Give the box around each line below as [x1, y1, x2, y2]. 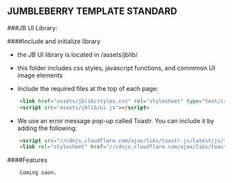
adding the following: [17, 124, 77, 132]
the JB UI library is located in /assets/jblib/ [17, 50, 138, 58]
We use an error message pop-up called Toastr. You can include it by [17, 116, 215, 125]
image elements [17, 71, 64, 79]
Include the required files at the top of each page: [17, 84, 159, 92]
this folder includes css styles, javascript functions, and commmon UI [17, 63, 215, 72]
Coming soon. [19, 169, 57, 176]
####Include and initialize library [7, 37, 101, 45]
